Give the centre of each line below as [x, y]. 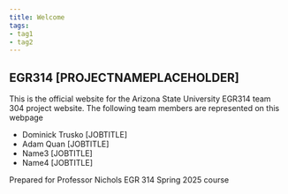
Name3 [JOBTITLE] [57, 153]
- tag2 [21, 42]
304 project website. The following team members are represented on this [144, 108]
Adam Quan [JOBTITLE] [65, 144]
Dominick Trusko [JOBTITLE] [75, 135]
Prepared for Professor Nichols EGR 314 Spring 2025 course [119, 180]
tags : [19, 26]
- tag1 [21, 34]
